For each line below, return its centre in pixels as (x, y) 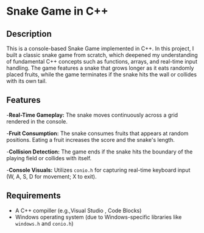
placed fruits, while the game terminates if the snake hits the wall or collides (101, 74)
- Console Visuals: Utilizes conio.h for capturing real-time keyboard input (98, 170)
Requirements (33, 196)
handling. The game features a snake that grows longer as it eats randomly (100, 68)
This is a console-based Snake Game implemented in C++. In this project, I (100, 48)
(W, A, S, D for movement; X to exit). (51, 176)
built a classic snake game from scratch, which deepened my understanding (102, 55)
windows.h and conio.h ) (44, 223)
